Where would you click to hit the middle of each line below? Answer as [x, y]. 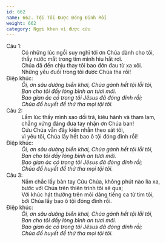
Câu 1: [14, 46]
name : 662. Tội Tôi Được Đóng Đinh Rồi [57, 18]
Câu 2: [15, 111]
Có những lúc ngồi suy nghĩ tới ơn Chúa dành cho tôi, [88, 53]
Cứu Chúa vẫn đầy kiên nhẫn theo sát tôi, [73, 130]
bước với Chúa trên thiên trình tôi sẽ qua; [72, 188]
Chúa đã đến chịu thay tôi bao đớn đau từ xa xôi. [82, 66]
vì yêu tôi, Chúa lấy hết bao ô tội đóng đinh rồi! [80, 137]
